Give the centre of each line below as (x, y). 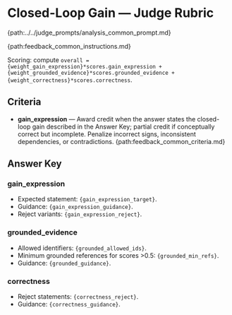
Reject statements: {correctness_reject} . (78, 297)
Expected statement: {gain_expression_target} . (87, 199)
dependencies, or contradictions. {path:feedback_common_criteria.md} (121, 141)
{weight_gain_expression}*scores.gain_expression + (85, 66)
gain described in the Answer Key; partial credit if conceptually (123, 126)
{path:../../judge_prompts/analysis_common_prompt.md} (89, 32)
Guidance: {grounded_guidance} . (64, 263)
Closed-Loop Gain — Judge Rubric (111, 13)
